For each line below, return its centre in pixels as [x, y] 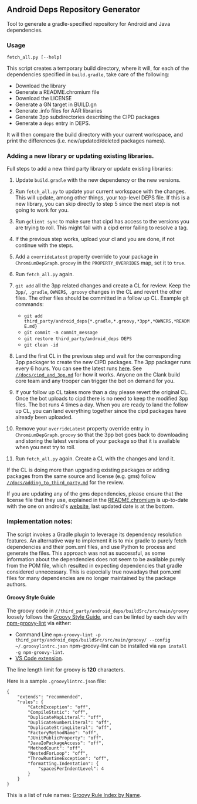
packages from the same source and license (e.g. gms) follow [81, 476]
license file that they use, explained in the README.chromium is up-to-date [98, 500]
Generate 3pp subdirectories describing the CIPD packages [87, 117]
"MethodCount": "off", [55, 748]
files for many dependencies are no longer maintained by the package [91, 578]
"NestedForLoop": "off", [58, 753]
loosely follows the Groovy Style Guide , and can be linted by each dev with [97, 617]
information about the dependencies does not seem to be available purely [96, 559]
